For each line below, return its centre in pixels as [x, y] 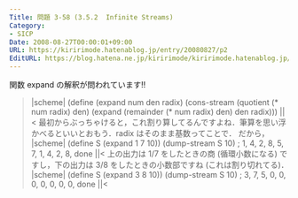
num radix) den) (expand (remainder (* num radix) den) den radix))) [154, 112]
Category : [27, 26]
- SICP [21, 34]
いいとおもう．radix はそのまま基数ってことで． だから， [165, 133]
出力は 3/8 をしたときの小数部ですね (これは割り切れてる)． [179, 165]
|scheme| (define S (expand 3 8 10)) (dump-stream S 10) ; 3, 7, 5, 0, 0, [158, 175]
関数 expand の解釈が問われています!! [78, 84]
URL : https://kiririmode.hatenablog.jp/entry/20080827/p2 [118, 50]
